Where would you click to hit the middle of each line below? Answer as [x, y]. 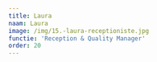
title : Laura [30, 16]
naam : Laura [28, 23]
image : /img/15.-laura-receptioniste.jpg [79, 31]
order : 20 [25, 46]
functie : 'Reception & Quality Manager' [77, 38]
